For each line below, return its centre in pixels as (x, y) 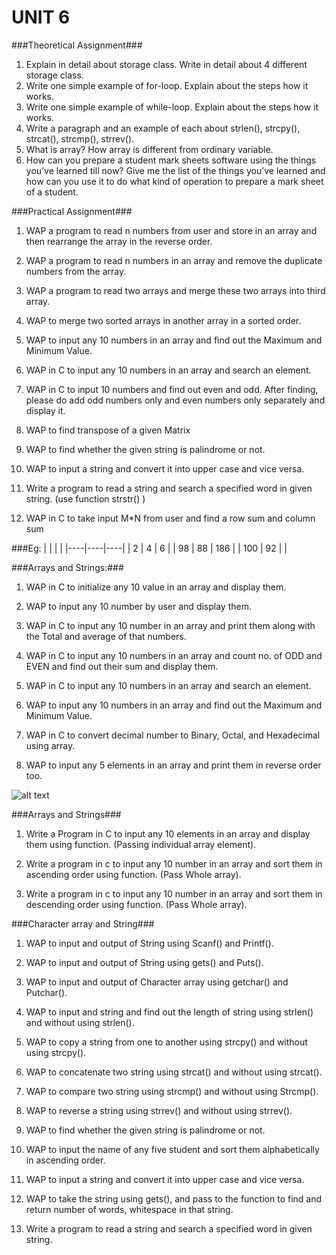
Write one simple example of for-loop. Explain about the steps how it (167, 85)
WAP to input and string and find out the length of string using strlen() (169, 1012)
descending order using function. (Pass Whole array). (136, 904)
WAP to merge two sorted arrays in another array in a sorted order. (163, 320)
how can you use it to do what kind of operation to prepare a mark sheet (174, 181)
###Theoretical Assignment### (77, 45)
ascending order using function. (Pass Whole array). (133, 874)
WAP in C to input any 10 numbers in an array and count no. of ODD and (174, 655)
